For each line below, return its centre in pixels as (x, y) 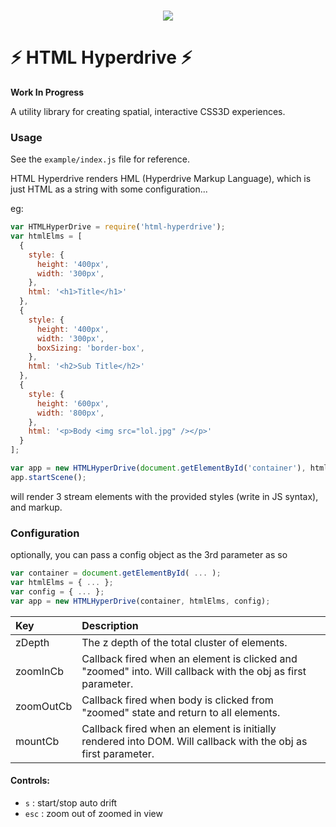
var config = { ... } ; (57, 591)
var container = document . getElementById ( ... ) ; (116, 573)
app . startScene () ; (48, 477)
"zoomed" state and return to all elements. (181, 712)
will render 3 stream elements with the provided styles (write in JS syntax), (164, 496)
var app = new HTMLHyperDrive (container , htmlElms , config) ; (140, 601)
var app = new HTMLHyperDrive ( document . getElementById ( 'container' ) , (158, 468)
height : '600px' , (73, 403)
